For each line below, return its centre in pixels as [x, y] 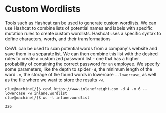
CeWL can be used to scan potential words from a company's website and [81, 48]
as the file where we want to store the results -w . [55, 80]
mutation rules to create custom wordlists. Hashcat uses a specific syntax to [83, 33]
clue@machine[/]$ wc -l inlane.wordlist [48, 98]
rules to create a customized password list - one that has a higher [72, 58]
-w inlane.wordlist [47, 93]
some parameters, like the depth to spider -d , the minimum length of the [79, 69]
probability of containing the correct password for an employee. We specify [83, 64]
